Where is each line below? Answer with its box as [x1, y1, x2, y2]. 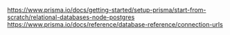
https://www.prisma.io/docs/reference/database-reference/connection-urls [7, 21, 223, 28]
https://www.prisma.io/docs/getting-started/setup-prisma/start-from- [7, 6, 206, 14]
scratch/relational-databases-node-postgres [7, 13, 135, 21]
